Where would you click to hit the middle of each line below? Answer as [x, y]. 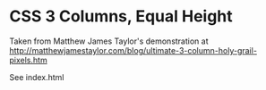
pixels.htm [28, 60]
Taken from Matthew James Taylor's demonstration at [109, 41]
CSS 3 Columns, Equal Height [121, 16]
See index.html [37, 77]
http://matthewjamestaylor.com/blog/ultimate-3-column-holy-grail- [133, 50]
